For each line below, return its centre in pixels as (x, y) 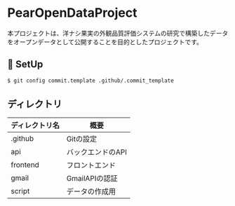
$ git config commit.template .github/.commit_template (90, 81)
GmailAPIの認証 (92, 179)
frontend (25, 165)
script (20, 191)
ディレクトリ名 (35, 125)
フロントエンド (91, 165)
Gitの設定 (81, 139)
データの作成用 (91, 192)
